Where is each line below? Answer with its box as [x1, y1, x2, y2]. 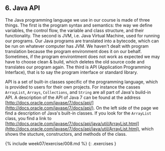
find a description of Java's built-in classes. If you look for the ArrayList [5, 110, 151, 116]
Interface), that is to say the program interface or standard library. [5, 69, 138, 75]
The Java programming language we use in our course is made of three [5, 17, 150, 23]
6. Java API [5, 4, 40, 12]
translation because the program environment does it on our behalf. [5, 48, 142, 54]
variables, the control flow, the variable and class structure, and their [5, 27, 144, 33]
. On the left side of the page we [93, 105, 159, 111]
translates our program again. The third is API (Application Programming [5, 64, 151, 70]
